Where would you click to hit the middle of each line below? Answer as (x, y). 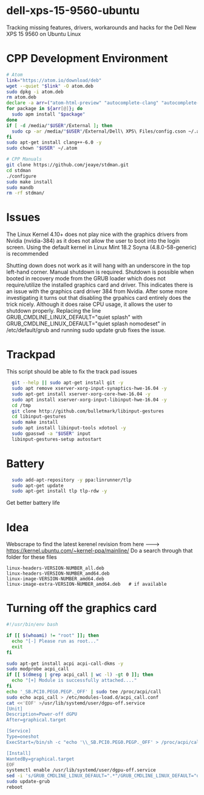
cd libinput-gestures (39, 417)
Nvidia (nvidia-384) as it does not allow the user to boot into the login (93, 241)
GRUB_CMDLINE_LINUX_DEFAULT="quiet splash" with (74, 318)
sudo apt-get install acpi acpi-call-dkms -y (65, 664)
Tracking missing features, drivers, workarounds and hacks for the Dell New (101, 27)
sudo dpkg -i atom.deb (35, 92)
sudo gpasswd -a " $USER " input (51, 434)
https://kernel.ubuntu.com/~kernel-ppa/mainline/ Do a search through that (100, 550)
